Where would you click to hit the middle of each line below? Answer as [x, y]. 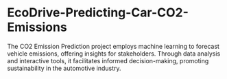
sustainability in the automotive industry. [64, 68]
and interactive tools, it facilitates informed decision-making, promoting [108, 60]
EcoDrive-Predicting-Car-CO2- [98, 13]
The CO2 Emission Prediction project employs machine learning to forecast [113, 46]
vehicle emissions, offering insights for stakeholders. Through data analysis [114, 54]
